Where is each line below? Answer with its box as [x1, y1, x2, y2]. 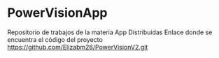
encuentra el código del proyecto [7, 35, 103, 43]
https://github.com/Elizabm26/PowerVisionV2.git [7, 43, 148, 51]
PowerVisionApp [7, 5, 108, 21]
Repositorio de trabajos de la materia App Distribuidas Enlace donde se [7, 28, 213, 36]
